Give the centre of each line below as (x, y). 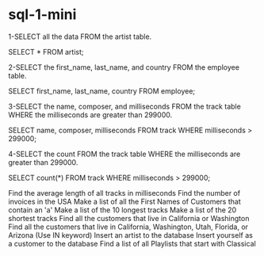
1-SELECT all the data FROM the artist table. (80, 36)
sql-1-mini (42, 15)
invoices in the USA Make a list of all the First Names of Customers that (124, 201)
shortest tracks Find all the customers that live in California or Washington (129, 218)
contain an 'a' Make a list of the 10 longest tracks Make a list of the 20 (122, 210)
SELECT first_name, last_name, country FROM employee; (102, 91)
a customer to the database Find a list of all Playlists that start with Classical (132, 243)
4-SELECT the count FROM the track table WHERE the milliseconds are (124, 154)
